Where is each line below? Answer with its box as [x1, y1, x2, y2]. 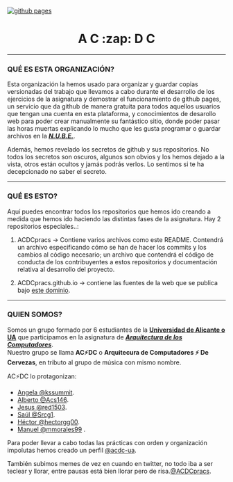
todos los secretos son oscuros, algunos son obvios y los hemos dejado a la [7, 153, 225, 161]
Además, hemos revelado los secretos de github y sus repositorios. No [7, 145, 209, 154]
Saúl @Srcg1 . [17, 410, 55, 419]
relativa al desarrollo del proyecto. [17, 265, 115, 273]
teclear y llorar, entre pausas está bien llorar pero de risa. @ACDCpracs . [7, 467, 212, 475]
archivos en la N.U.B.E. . [7, 132, 76, 140]
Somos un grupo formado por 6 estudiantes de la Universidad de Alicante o [7, 326, 225, 334]
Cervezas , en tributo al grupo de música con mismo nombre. [7, 358, 182, 367]
